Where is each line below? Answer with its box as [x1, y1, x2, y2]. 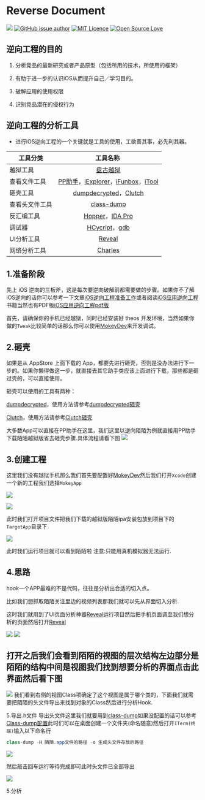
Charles [97, 246, 120, 254]
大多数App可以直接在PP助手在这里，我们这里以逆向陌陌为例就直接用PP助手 [6, 427, 196, 434]
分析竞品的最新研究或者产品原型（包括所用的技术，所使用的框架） [15, 61, 181, 69]
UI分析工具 [9, 234, 41, 243]
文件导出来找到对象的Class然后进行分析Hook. [38, 698, 153, 706]
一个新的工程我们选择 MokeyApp [6, 479, 82, 486]
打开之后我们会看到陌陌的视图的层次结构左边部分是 [6, 650, 199, 661]
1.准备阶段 [6, 269, 45, 279]
